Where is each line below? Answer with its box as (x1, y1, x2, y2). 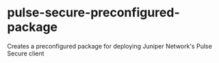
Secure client (7, 49, 44, 58)
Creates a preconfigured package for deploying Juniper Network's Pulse (7, 42, 212, 50)
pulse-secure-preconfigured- (7, 5, 180, 21)
